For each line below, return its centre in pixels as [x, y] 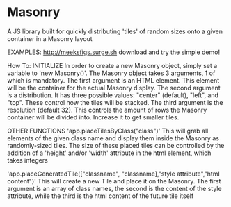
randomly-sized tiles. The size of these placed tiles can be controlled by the [116, 145]
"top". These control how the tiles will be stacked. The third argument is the [115, 102]
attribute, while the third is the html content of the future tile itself [101, 196]
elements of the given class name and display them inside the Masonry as [113, 138]
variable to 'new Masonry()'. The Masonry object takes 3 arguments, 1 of [111, 73]
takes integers [28, 160]
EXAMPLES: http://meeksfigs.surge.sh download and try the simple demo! [114, 52]
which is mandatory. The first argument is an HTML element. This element [113, 80]
